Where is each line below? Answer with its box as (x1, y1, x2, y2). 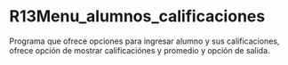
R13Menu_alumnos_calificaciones (9, 6, 266, 27)
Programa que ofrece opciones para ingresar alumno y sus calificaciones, (9, 36, 280, 46)
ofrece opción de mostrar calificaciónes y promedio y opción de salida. (9, 45, 270, 55)
